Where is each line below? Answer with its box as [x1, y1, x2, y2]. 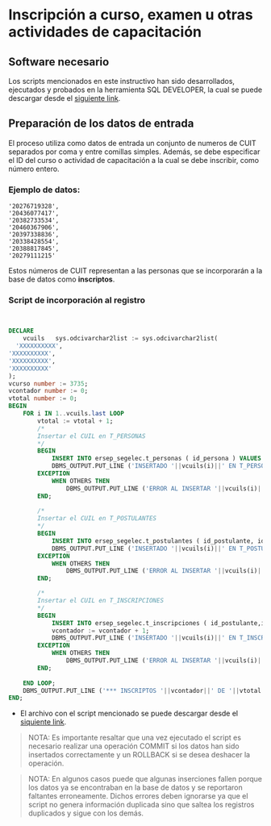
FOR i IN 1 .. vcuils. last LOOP [23, 410, 125, 418]
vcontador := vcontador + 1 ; [51, 627, 150, 635]
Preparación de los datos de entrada [8, 117, 194, 131]
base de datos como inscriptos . [8, 274, 115, 284]
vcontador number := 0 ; [8, 387, 89, 395]
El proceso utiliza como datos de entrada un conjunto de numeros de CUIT [8, 138, 256, 148]
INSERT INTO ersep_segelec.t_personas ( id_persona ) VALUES [51, 454, 262, 463]
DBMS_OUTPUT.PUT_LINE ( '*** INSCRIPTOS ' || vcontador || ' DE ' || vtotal [23, 686, 262, 695]
